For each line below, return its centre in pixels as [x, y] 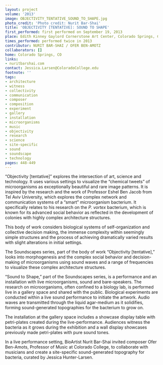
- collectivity [20, 91]
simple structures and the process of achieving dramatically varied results [79, 238]
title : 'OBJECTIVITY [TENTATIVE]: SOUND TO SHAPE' [57, 28]
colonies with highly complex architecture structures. [58, 218]
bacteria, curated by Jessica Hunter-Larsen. [49, 357]
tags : [10, 77]
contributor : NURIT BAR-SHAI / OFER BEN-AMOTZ [53, 46]
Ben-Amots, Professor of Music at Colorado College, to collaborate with [77, 347]
